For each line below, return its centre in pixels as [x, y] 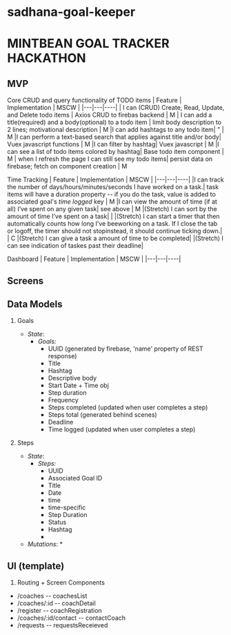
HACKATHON [47, 58]
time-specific [67, 507]
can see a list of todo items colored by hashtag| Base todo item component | [115, 152]
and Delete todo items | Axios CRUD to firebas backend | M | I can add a [110, 115]
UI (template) [36, 566]
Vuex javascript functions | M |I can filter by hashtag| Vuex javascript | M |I [113, 144]
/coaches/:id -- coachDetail [57, 603]
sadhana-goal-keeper [71, 12]
